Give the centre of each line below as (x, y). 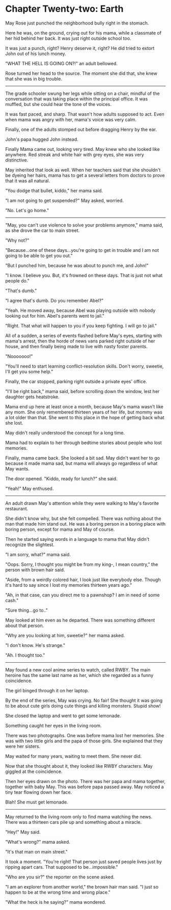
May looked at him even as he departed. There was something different (80, 620)
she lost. (14, 423)
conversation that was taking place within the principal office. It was (77, 99)
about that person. (25, 626)
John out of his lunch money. (36, 54)
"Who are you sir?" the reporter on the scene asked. (60, 877)
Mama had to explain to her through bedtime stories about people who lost (83, 443)
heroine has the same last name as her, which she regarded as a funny (79, 675)
